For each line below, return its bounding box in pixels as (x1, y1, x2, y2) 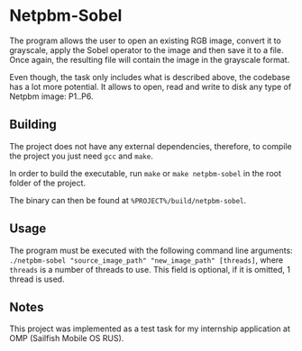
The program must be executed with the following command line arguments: (9, 245, 293, 256)
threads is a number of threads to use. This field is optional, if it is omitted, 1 (9, 264, 291, 274)
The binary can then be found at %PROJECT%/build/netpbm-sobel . (9, 194, 247, 205)
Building (9, 117, 57, 132)
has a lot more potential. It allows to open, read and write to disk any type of (9, 81, 292, 92)
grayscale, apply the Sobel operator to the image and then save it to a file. (9, 44, 284, 55)
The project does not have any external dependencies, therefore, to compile (9, 140, 292, 151)
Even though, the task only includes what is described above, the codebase (9, 71, 291, 82)
